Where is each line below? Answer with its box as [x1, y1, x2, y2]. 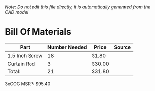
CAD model [5, 9, 29, 15]
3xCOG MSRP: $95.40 [5, 81, 51, 87]
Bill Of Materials [5, 26, 71, 37]
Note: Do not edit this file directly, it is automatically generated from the [5, 4, 151, 10]
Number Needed [47, 44, 87, 51]
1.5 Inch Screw [7, 52, 43, 59]
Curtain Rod [7, 60, 35, 67]
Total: [7, 68, 21, 75]
